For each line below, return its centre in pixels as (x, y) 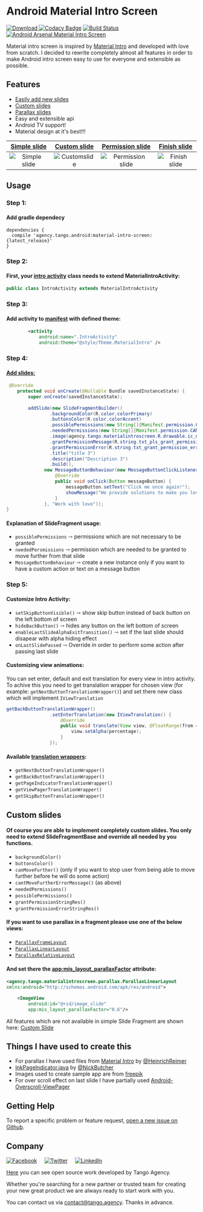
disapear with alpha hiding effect (56, 638)
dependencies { (25, 230)
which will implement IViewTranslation (55, 698)
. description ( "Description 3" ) (89, 459)
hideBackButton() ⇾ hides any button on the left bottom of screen (97, 625)
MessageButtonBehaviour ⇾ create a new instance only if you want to (100, 563)
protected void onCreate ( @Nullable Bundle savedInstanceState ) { (101, 391)
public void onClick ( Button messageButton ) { (113, 481)
